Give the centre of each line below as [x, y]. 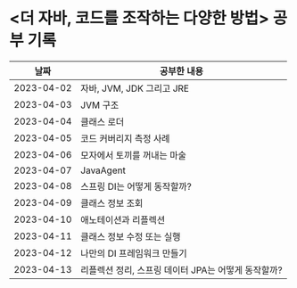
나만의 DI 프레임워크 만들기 [133, 253]
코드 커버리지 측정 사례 [125, 138]
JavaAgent [103, 170]
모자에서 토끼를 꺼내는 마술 [133, 155]
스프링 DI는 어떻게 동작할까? [136, 186]
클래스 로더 [102, 121]
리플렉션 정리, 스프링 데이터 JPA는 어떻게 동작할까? [181, 270]
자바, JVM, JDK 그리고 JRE [135, 88]
